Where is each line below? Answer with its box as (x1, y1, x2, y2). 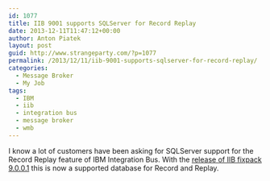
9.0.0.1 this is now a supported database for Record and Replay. (8, 162, 219, 173)
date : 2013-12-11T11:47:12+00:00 (8, 27, 121, 35)
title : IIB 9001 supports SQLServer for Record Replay (8, 19, 197, 27)
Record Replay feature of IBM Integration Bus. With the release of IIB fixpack (8, 154, 262, 164)
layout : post (8, 42, 52, 50)
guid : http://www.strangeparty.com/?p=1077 (8, 49, 157, 57)
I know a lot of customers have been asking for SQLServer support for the (8, 146, 254, 155)
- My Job (15, 79, 45, 87)
